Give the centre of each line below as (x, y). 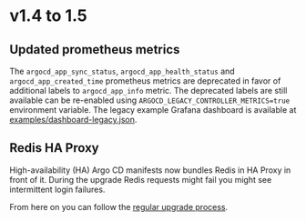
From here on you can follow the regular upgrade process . (119, 206)
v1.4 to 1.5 (49, 16)
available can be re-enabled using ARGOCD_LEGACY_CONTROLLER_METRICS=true (150, 100)
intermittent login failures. (57, 189)
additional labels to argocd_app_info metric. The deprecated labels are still (148, 90)
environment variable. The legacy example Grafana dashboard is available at (153, 110)
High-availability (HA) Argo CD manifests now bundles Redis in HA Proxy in (150, 170)
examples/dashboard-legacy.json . (73, 120)
